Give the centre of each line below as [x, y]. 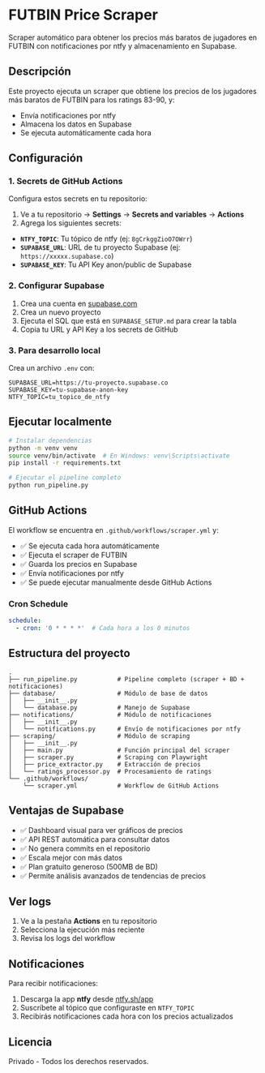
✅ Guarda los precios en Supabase [79, 564]
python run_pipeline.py [49, 485]
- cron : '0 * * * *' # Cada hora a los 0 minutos [103, 629]
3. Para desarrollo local [55, 350]
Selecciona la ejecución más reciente [82, 929]
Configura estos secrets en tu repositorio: [78, 199]
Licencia [30, 1042]
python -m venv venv [43, 448]
